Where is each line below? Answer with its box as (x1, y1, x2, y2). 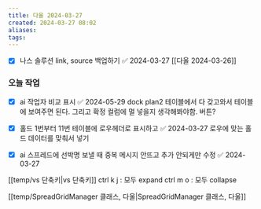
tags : (8, 33, 26, 42)
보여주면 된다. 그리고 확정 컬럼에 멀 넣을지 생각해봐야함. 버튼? (28, 107, 216, 116)
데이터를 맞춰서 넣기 (28, 133, 90, 142)
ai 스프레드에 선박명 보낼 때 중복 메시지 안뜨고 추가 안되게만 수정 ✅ (19, 150, 224, 159)
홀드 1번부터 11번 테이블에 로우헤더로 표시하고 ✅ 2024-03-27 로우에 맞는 (19, 123, 244, 133)
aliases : (8, 26, 37, 34)
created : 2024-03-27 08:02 (8, 19, 97, 27)
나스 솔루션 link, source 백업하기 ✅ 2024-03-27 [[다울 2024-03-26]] (19, 56, 237, 65)
